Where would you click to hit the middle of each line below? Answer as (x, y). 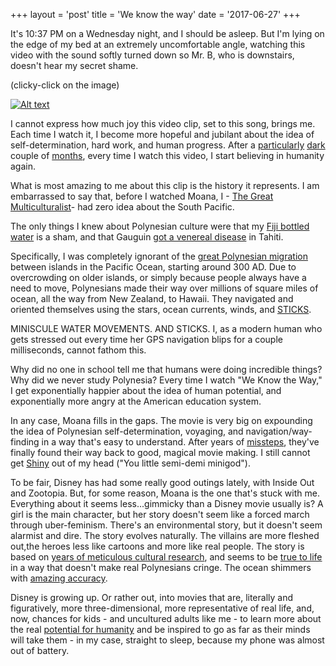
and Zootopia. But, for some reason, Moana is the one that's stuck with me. (165, 493)
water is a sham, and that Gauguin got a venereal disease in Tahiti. (147, 237)
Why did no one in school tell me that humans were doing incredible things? (166, 369)
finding (25, 442)
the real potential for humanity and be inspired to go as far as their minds (160, 629)
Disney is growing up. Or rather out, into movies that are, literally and (152, 597)
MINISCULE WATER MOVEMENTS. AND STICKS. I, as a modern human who (166, 328)
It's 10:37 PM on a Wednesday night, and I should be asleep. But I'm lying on (167, 33)
